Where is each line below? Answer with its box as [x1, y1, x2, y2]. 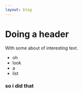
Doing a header [5, 28, 69, 40]
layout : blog [5, 7, 32, 12]
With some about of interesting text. [5, 45, 78, 51]
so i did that [5, 83, 34, 90]
